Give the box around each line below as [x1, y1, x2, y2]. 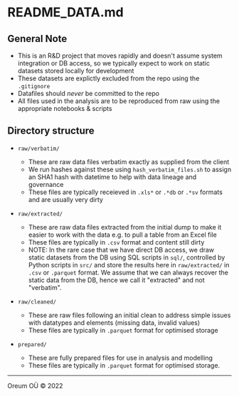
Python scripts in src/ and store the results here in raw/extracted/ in [28, 260, 230, 269]
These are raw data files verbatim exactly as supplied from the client [28, 157, 230, 166]
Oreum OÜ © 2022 [7, 381, 63, 390]
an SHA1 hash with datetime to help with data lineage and [28, 172, 197, 181]
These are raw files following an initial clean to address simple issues [28, 311, 231, 319]
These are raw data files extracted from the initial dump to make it [28, 223, 222, 231]
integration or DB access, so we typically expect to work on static [17, 59, 210, 68]
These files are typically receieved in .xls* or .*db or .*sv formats [28, 188, 223, 196]
